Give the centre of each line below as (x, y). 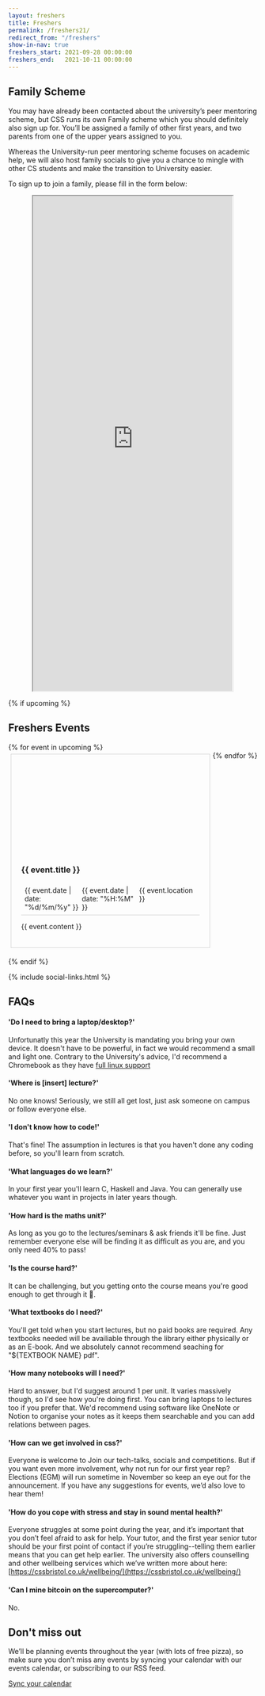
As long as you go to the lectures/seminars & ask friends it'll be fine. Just (127, 1233)
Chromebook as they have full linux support (79, 1065)
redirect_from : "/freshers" (55, 38)
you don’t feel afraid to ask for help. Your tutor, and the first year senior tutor (132, 1538)
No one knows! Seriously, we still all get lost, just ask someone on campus (129, 1100)
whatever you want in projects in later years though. (93, 1198)
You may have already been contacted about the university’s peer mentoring (132, 111)
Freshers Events (49, 728)
